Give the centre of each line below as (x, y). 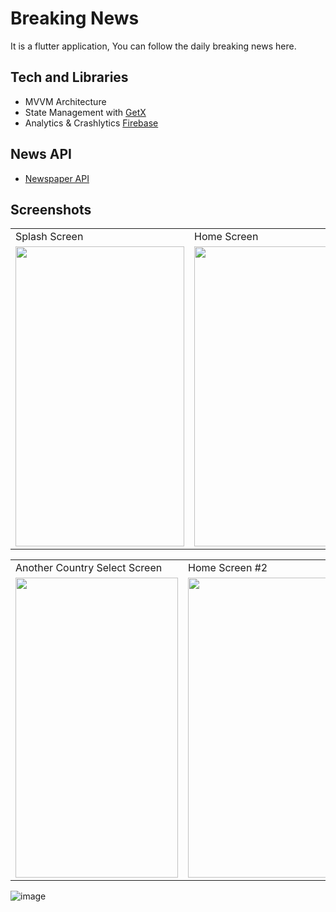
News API (41, 154)
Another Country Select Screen (89, 568)
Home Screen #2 (228, 568)
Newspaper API (57, 178)
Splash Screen (49, 237)
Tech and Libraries (69, 77)
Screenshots (51, 209)
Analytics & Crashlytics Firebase (91, 123)
